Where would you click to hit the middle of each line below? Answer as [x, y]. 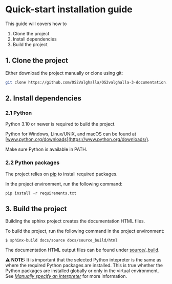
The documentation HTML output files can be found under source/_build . [82, 250]
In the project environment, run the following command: [64, 184]
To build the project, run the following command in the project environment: [85, 231]
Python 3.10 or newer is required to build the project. [61, 124]
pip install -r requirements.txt [41, 193]
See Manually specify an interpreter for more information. [66, 276]
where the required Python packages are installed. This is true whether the [84, 266]
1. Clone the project [37, 61]
